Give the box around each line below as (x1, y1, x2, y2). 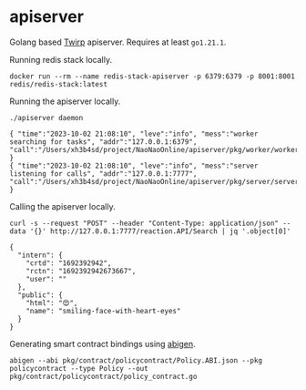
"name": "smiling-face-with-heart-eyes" (25, 306, 181, 315)
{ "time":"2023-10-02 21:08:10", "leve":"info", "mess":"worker (9, 129, 259, 139)
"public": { (17, 290, 64, 300)
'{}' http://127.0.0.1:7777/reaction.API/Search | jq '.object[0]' (29, 226, 291, 236)
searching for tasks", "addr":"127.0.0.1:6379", (9, 137, 198, 147)
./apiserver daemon (9, 113, 84, 122)
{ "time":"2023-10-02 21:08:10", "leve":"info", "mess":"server (9, 161, 259, 170)
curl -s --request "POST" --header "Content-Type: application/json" (9, 219, 280, 228)
